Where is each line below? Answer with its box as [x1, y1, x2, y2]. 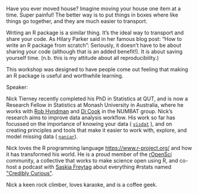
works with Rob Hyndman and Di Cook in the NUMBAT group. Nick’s [6, 108, 173, 115]
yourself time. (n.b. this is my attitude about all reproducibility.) [6, 55, 159, 61]
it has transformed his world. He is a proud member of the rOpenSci [6, 151, 172, 158]
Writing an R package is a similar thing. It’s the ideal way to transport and [6, 29, 184, 36]
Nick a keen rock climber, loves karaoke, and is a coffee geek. [6, 181, 158, 188]
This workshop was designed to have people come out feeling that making [6, 66, 189, 73]
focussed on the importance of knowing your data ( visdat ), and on [6, 120, 173, 127]
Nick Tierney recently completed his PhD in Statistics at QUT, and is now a [6, 95, 189, 102]
